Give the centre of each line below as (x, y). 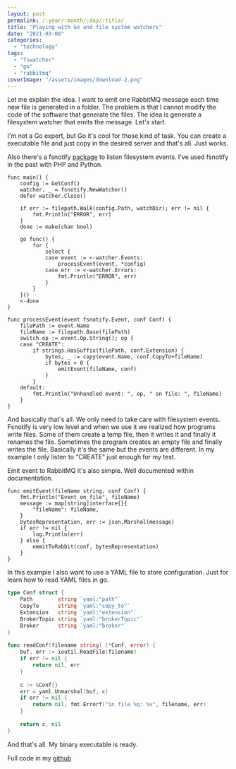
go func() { (37, 240)
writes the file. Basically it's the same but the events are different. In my (111, 450)
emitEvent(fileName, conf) (97, 369)
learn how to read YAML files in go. (58, 580)
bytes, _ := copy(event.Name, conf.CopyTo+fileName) (124, 357)
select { (58, 252)
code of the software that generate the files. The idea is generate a (105, 115)
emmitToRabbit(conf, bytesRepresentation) (96, 547)
